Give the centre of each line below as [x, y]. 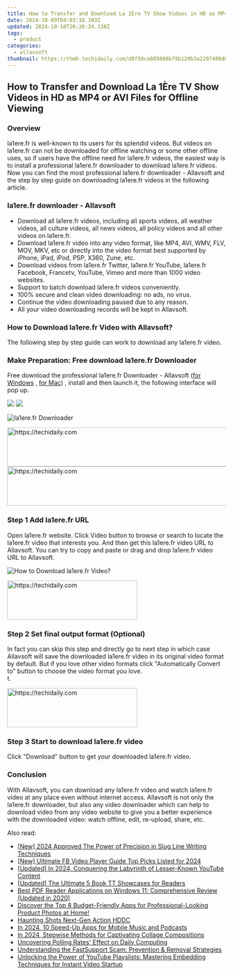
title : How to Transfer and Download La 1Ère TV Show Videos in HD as [111, 14]
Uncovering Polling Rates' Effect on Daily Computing [92, 942]
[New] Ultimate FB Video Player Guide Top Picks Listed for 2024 [109, 860]
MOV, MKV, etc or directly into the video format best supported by [112, 250]
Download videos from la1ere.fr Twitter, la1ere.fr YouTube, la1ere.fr [112, 265]
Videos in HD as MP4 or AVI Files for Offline [103, 98]
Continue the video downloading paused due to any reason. [103, 302]
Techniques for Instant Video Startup [70, 964]
